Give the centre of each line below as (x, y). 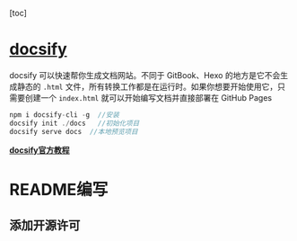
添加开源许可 (45, 225)
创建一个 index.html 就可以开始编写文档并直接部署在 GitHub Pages (148, 97)
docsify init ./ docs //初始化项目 (74, 123)
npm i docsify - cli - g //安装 (64, 115)
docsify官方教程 (39, 150)
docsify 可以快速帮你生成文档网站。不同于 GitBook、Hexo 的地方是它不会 (145, 75)
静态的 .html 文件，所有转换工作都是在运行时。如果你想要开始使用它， (147, 86)
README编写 (59, 189)
